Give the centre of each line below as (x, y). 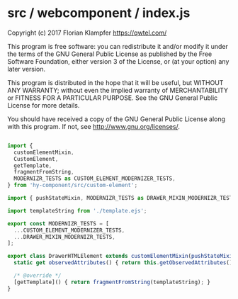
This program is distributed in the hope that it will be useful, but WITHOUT (115, 82)
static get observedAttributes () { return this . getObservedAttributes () (123, 263)
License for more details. (44, 105)
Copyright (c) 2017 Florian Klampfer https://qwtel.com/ (87, 33)
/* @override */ (38, 276)
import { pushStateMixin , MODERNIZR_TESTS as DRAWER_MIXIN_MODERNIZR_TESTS (121, 198)
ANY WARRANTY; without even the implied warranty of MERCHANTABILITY (118, 90)
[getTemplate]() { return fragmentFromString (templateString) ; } (112, 282)
